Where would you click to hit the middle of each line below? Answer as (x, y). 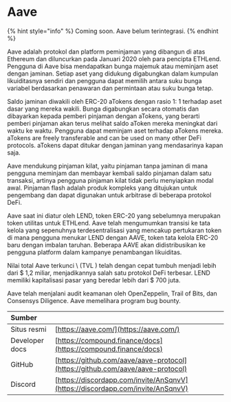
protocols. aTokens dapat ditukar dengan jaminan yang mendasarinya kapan (115, 145)
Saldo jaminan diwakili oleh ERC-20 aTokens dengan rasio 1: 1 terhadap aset (114, 101)
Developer (27, 340)
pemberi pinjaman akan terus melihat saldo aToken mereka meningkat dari (112, 123)
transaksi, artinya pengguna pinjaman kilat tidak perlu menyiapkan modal (111, 180)
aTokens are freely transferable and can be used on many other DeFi (104, 137)
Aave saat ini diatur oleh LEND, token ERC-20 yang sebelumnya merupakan (114, 215)
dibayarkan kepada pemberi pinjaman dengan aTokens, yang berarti (103, 116)
